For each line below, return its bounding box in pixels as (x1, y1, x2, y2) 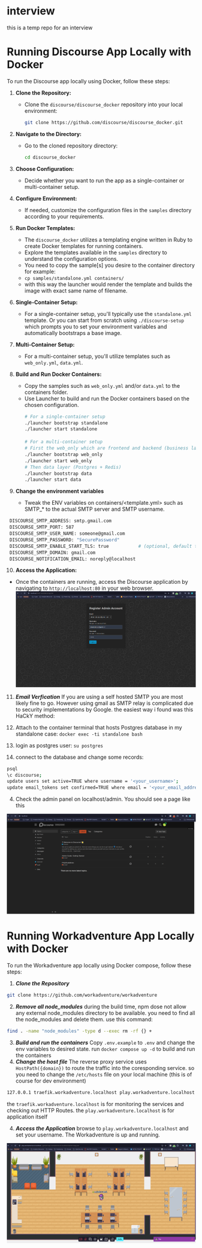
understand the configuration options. (24, 255, 119, 262)
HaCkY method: (15, 712, 55, 719)
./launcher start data (24, 477, 82, 483)
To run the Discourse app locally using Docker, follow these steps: (7, 77, 170, 85)
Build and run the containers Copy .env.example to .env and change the (15, 1039, 195, 1046)
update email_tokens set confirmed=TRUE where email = (7, 785, 147, 791)
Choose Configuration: (15, 165, 74, 172)
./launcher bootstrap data (24, 471, 92, 477)
